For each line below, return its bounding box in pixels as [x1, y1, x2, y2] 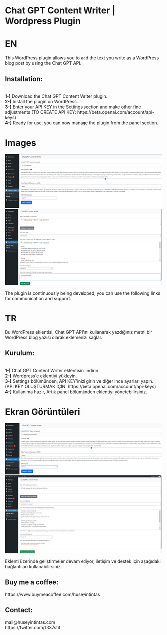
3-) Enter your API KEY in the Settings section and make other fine [5, 104, 141, 110]
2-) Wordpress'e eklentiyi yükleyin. [5, 373, 77, 379]
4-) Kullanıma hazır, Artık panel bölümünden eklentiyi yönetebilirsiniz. [5, 389, 147, 395]
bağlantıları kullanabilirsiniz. [5, 564, 62, 570]
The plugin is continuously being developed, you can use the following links [5, 290, 161, 296]
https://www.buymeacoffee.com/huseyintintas [5, 591, 100, 597]
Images [5, 137, 36, 149]
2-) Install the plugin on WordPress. [5, 98, 78, 104]
